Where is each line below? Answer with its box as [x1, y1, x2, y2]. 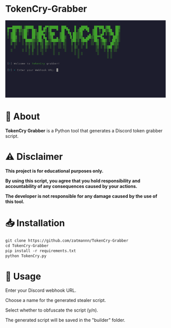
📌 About [5, 110, 40, 122]
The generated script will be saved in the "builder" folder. [5, 317, 126, 323]
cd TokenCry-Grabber [5, 243, 49, 248]
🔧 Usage [5, 270, 41, 282]
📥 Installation [5, 217, 65, 229]
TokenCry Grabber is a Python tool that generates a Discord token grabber [5, 127, 163, 133]
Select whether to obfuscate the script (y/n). [5, 307, 98, 313]
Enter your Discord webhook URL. [5, 287, 76, 294]
